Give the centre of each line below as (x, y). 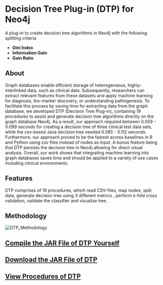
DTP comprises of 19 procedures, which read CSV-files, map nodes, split (78, 190)
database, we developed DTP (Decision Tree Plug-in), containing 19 (73, 111)
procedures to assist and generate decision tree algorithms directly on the (80, 116)
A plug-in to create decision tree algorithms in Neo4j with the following (76, 33)
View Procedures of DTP (43, 276)
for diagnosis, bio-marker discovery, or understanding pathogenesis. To (77, 101)
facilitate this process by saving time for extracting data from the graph (76, 106)
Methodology (26, 216)
